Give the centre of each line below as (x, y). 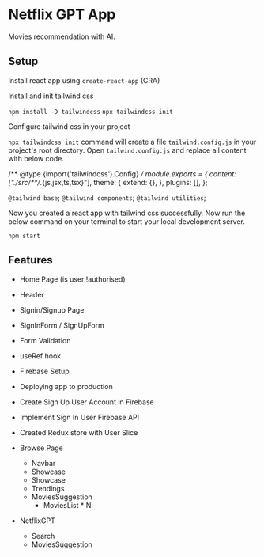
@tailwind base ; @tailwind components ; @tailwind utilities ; (107, 197)
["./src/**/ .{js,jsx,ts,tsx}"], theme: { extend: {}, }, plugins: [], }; (108, 182)
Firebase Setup (44, 371)
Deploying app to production (66, 386)
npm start (25, 236)
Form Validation (45, 340)
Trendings (48, 488)
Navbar (43, 463)
